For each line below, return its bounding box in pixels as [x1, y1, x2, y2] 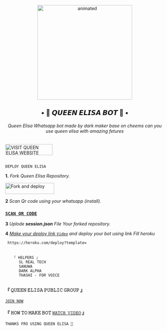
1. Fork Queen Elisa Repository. [5, 173, 70, 179]
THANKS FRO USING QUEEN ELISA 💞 [5, 321, 73, 326]
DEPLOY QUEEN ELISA [5, 164, 46, 169]
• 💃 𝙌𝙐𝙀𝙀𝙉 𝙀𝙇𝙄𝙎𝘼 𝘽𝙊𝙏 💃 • [41, 108, 129, 117]
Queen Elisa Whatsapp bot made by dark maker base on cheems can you [8, 123, 162, 129]
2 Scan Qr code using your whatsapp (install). [5, 198, 101, 204]
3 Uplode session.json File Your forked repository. [5, 221, 111, 227]
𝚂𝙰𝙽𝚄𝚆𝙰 [18, 264, 33, 269]
